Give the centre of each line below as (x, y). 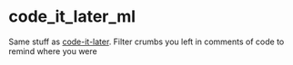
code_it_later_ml (72, 17)
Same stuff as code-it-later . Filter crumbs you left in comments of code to (146, 42)
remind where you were (53, 51)
